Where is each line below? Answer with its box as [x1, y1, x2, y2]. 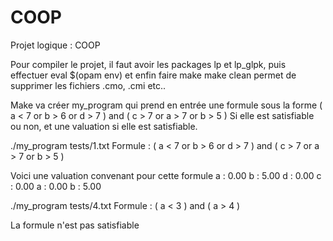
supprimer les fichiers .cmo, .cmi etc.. [10, 79, 167, 91]
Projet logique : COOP [10, 39, 101, 51]
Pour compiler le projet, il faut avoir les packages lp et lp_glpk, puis [10, 58, 287, 70]
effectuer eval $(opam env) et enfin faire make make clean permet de [10, 69, 297, 81]
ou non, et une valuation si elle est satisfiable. [10, 120, 198, 132]
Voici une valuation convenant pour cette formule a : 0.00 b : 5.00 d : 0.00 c [10, 169, 322, 181]
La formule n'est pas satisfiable [10, 219, 140, 231]
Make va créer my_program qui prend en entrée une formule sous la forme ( [10, 99, 323, 111]
